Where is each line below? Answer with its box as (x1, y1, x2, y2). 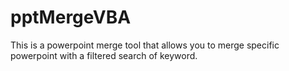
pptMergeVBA (10, 6, 132, 29)
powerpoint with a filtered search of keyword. (10, 49, 198, 61)
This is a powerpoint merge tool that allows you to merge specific (10, 39, 280, 51)
